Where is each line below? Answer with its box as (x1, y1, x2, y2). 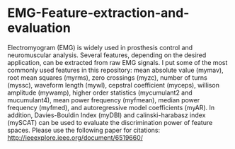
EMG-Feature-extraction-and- (7, 5, 190, 21)
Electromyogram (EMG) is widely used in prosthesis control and (7, 43, 193, 52)
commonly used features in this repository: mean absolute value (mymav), (7, 66, 224, 74)
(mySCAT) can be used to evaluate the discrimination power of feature (7, 118, 213, 126)
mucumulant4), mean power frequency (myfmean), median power (7, 95, 200, 104)
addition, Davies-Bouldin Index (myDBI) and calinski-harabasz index (7, 111, 206, 119)
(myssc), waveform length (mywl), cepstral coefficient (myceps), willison (7, 81, 219, 89)
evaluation (7, 20, 71, 36)
